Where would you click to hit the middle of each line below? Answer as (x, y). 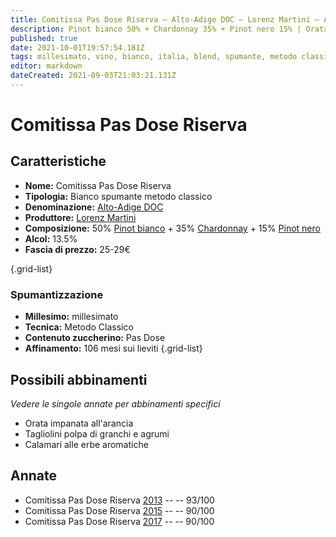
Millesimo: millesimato (71, 317)
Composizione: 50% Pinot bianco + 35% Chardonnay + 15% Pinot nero (172, 228)
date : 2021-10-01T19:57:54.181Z (77, 47)
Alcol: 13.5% (51, 238)
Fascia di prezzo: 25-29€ (77, 249)
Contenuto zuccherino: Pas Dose (95, 338)
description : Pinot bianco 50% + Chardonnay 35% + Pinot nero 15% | (156, 29)
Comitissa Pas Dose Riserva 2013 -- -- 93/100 (119, 500)
